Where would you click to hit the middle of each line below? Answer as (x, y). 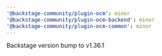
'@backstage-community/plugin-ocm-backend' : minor (81, 20)
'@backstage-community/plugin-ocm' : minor (68, 13)
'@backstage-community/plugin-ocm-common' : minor (79, 26)
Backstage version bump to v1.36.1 (55, 46)
